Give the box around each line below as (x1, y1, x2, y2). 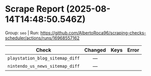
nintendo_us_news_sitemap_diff (7, 63, 80, 69)
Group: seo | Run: (5, 30, 40, 36)
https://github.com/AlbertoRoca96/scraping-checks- (40, 30, 147, 36)
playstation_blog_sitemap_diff (7, 55, 80, 61)
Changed (84, 46, 106, 53)
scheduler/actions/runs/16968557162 (5, 35, 80, 41)
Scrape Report (5, 3, 65, 15)
